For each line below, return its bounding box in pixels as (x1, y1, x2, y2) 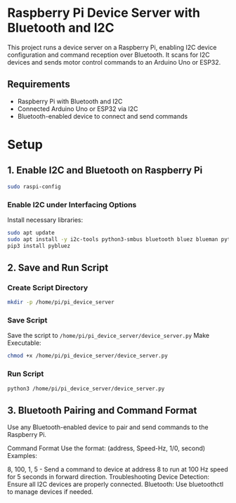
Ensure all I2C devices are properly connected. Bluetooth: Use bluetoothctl (7, 480, 223, 489)
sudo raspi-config (7, 183, 61, 190)
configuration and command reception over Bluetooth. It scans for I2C (7, 51, 211, 59)
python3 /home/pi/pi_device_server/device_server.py (7, 385, 165, 392)
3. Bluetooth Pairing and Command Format (7, 404, 197, 416)
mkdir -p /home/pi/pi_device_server (7, 299, 114, 306)
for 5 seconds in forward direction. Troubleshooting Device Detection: (7, 473, 209, 481)
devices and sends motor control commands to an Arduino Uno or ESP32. (7, 58, 221, 66)
